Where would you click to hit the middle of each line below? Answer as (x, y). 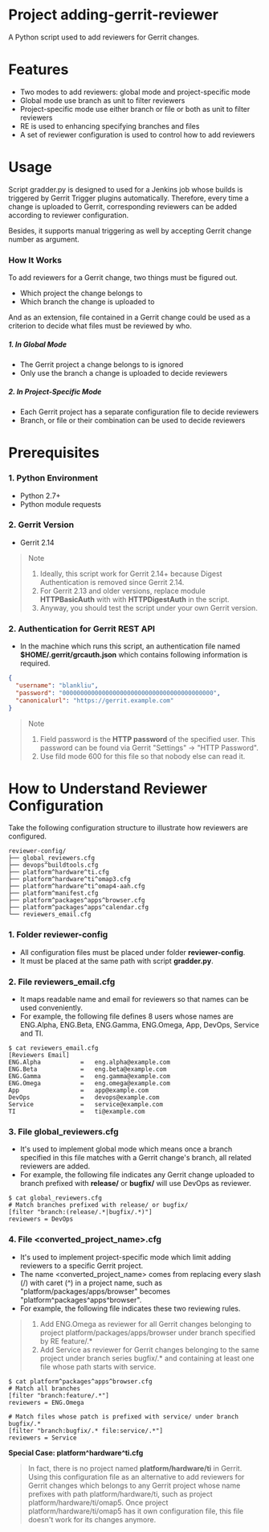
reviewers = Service (43, 1438)
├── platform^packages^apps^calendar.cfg (79, 908)
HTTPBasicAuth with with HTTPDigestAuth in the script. (135, 599)
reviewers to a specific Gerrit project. (82, 1266)
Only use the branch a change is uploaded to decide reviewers (124, 373)
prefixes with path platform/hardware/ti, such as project (120, 1493)
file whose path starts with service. (98, 1366)
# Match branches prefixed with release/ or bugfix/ (98, 1205)
